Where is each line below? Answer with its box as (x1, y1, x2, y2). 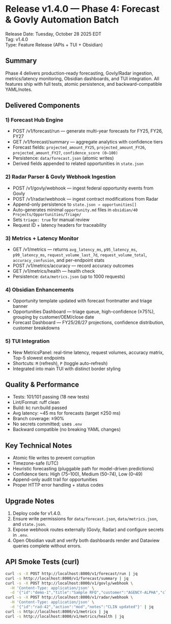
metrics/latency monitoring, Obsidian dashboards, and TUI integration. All (5, 75, 159, 82)
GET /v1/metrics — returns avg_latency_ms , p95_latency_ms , (12, 246, 137, 253)
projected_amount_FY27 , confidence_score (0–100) (12, 150, 118, 156)
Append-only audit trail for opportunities (12, 476, 98, 483)
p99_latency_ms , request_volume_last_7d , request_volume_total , (12, 252, 147, 258)
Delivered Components (5, 101, 80, 110)
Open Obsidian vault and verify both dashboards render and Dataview (12, 537, 160, 544)
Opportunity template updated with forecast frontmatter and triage (12, 298, 152, 304)
